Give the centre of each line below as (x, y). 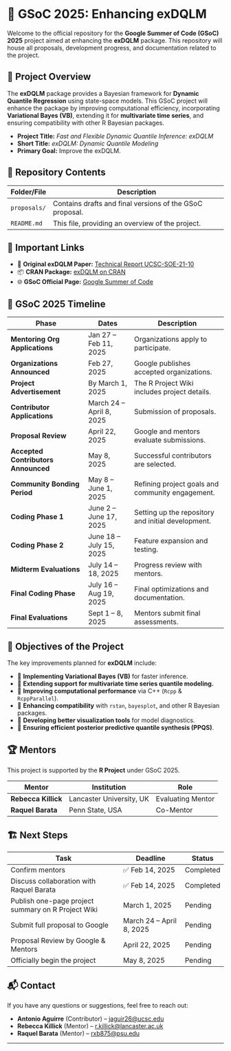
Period (22, 493)
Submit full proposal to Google (59, 925)
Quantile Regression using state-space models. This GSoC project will (108, 101)
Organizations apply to (170, 339)
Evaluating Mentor (185, 799)
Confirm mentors (38, 870)
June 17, (103, 517)
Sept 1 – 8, (106, 613)
